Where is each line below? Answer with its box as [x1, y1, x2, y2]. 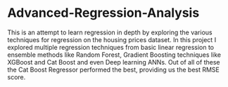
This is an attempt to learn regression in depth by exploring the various [7, 28, 213, 36]
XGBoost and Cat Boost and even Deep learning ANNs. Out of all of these [7, 58, 220, 66]
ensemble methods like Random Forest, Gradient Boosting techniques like [7, 51, 222, 59]
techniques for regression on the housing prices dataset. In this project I [7, 35, 217, 43]
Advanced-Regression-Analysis [7, 5, 200, 21]
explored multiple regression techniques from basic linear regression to [7, 43, 215, 51]
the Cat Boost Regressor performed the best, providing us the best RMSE [7, 65, 220, 74]
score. [7, 72, 26, 81]
